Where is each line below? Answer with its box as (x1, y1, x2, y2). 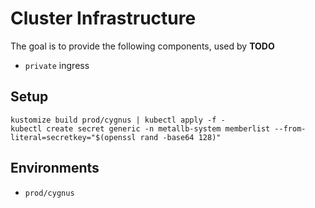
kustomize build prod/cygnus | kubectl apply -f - (10, 115, 226, 125)
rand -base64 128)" (139, 132, 222, 142)
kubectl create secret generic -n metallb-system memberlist (10, 123, 271, 134)
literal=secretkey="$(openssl (10, 132, 137, 142)
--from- (274, 123, 307, 134)
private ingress (24, 59, 90, 71)
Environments (10, 160, 100, 177)
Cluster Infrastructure (10, 7, 197, 30)
